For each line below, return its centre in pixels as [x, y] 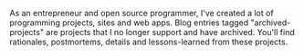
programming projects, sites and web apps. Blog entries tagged [129, 23]
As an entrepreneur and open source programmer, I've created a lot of [142, 13]
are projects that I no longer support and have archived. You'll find [170, 32]
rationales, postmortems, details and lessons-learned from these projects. [149, 42]
